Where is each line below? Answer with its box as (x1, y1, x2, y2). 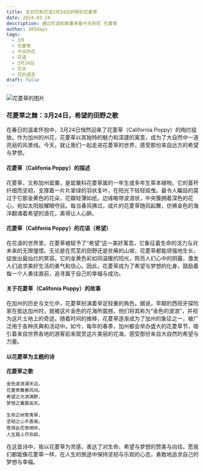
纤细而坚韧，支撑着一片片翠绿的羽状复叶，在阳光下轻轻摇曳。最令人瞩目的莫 (6, 187, 199, 194)
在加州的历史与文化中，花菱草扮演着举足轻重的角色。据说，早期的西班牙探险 (6, 300, 199, 307)
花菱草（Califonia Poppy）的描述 (6, 164, 90, 171)
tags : (6, 32, 20, 38)
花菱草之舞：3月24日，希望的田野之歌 (6, 111, 119, 120)
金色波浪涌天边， (6, 381, 43, 387)
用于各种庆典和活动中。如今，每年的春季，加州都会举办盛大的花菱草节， (11, 323, 193, 330)
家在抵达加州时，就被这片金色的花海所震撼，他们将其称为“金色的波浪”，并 (6, 307, 193, 315)
